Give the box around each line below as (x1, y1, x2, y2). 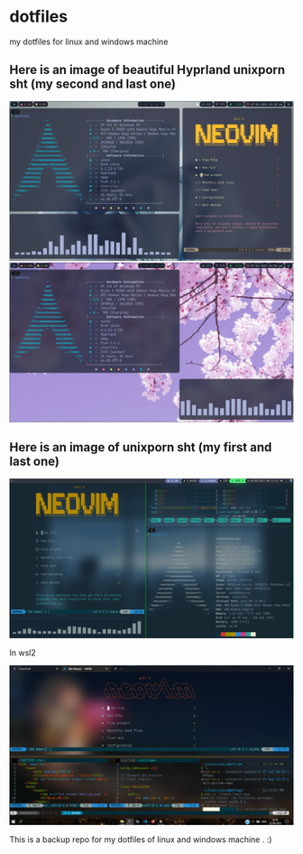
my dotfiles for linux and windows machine (9, 36, 169, 47)
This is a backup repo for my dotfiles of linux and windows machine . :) (9, 833, 272, 845)
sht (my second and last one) (9, 77, 176, 92)
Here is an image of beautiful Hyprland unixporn (9, 62, 286, 78)
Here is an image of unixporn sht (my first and (9, 440, 272, 455)
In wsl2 (9, 647, 36, 658)
